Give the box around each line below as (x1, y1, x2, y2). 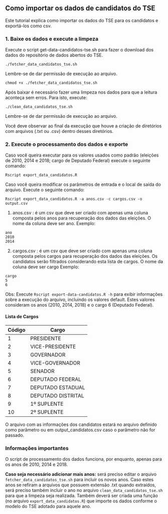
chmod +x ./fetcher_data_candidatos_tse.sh (5, 81, 98, 86)
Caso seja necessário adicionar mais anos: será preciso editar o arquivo (5, 471, 157, 477)
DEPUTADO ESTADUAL (30, 384, 85, 391)
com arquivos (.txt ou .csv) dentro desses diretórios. (5, 128, 114, 134)
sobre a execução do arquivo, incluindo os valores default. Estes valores (5, 297, 155, 303)
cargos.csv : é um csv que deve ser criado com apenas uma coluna (12, 248, 152, 254)
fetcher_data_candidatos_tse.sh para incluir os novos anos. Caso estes (5, 476, 154, 482)
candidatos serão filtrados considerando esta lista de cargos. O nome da (12, 259, 163, 265)
